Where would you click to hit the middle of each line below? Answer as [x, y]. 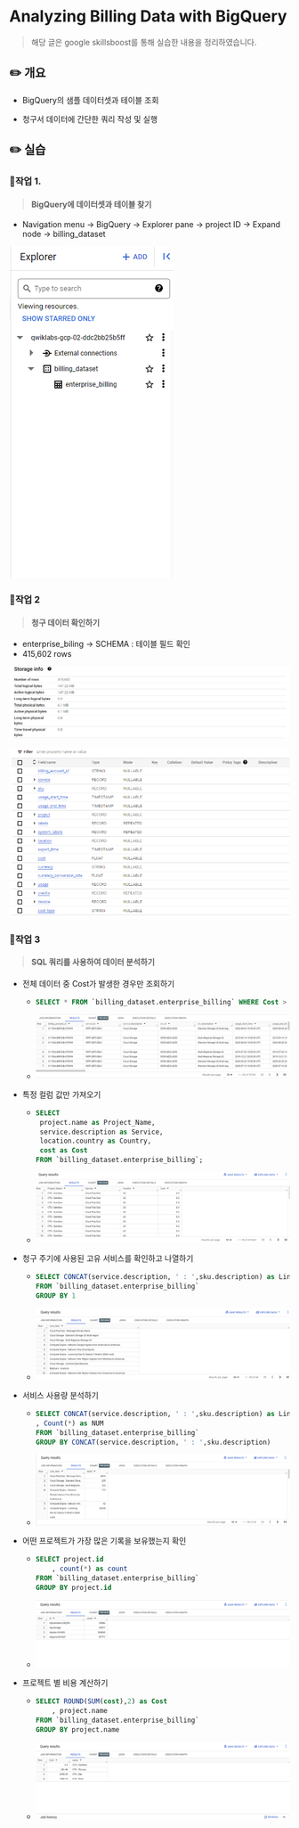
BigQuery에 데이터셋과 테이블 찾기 [91, 204]
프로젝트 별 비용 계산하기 [65, 1683]
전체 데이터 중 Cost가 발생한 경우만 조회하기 [98, 984]
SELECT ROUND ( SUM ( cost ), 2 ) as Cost [101, 1701]
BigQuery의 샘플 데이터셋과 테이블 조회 [90, 100]
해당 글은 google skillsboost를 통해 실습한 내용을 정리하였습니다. [144, 42]
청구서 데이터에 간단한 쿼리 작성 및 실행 [90, 119]
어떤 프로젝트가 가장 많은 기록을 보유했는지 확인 [104, 1541]
